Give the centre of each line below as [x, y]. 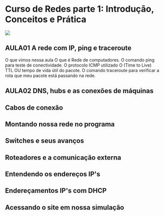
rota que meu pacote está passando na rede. [50, 75]
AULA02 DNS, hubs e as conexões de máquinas [79, 91]
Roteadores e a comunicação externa [63, 157]
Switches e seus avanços [45, 141]
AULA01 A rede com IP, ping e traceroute [68, 48]
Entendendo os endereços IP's [53, 174]
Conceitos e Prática [46, 19]
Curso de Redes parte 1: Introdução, [80, 9]
